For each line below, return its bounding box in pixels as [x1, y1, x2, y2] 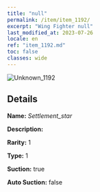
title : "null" [7, 10, 48, 17]
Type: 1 [7, 152, 29, 160]
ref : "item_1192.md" [7, 42, 66, 49]
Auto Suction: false [7, 178, 63, 186]
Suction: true [7, 165, 45, 173]
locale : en [7, 36, 38, 43]
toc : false [7, 49, 38, 56]
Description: [7, 125, 43, 133]
